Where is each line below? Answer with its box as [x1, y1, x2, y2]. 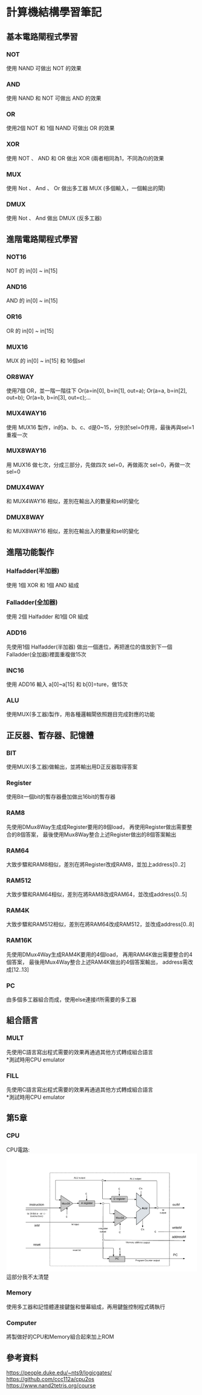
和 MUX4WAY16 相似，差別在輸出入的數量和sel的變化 [6, 498, 140, 505]
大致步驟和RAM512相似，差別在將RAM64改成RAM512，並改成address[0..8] [6, 921, 195, 928]
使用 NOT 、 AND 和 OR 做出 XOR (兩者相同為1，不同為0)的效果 [6, 154, 165, 162]
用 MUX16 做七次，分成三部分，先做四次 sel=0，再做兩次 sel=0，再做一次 [6, 461, 191, 468]
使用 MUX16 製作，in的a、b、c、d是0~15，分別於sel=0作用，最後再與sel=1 [6, 423, 195, 430]
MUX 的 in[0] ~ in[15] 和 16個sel [6, 357, 85, 364]
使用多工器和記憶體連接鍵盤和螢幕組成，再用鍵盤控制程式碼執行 [6, 1303, 165, 1310]
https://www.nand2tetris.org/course [6, 1382, 96, 1389]
